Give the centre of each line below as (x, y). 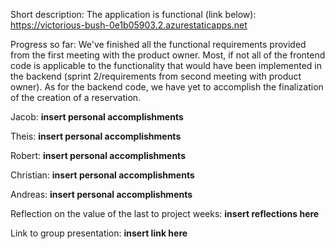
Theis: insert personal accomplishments (96, 136)
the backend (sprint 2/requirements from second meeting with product (156, 76)
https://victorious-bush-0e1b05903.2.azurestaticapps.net (129, 25)
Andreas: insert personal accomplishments (101, 194)
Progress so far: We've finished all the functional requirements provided (158, 44)
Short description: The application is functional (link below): (133, 14)
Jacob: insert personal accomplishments (97, 117)
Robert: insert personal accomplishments (98, 155)
